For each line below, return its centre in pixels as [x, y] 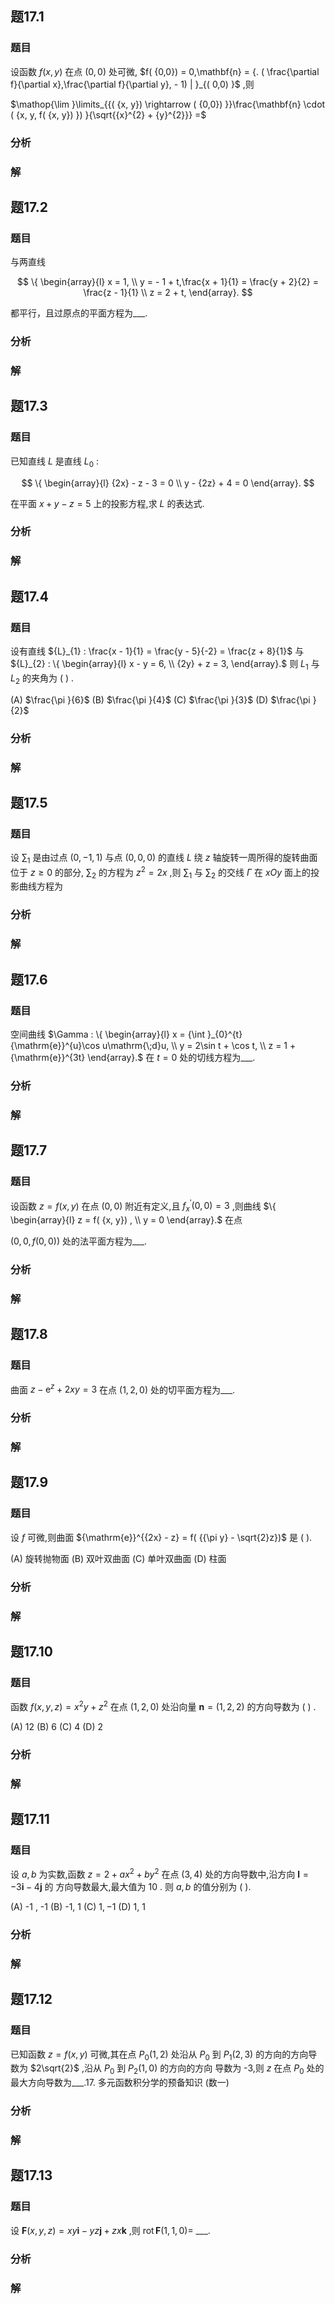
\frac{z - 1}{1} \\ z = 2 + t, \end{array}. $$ [168, 293]
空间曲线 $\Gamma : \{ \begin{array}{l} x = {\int [108, 1034]
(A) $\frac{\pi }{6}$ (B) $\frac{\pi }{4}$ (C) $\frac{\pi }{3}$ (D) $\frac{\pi [160, 699]
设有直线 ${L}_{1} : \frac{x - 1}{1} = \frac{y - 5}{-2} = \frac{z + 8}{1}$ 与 [157, 651]
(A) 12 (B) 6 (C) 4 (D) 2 [57, 1726]
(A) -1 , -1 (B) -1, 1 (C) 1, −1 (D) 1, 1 [78, 1907]
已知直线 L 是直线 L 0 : [54, 462]
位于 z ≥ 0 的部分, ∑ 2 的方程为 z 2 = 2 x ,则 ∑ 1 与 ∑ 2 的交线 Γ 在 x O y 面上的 [161, 873]
